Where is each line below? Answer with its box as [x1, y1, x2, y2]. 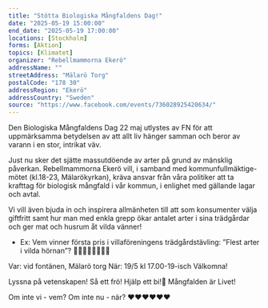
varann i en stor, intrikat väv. [8, 140, 102, 150]
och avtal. [8, 190, 42, 199]
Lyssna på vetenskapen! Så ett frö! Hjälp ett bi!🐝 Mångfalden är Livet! [8, 277, 236, 286]
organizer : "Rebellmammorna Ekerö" [8, 57, 127, 65]
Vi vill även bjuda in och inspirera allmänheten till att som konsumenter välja [8, 205, 258, 214]
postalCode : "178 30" [8, 78, 81, 86]
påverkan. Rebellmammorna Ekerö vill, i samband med [8, 164, 188, 174]
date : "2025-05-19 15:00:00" [8, 19, 106, 27]
